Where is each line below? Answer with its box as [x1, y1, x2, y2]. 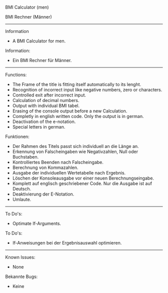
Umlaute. [12, 196, 31, 202]
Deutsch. [12, 186, 31, 191]
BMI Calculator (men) [5, 4, 49, 10]
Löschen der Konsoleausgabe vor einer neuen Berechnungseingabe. [12, 175, 154, 181]
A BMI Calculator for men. [12, 38, 66, 44]
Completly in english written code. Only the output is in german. [12, 113, 144, 119]
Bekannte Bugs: [5, 273, 38, 279]
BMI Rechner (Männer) [5, 14, 52, 19]
